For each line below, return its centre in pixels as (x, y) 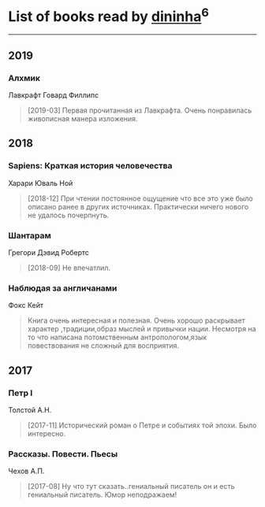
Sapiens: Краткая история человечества (90, 166)
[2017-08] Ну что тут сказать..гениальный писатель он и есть (131, 487)
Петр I (21, 393)
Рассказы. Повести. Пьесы (63, 453)
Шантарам (30, 235)
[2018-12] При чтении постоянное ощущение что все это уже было (140, 198)
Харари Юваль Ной (41, 183)
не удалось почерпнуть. (68, 215)
